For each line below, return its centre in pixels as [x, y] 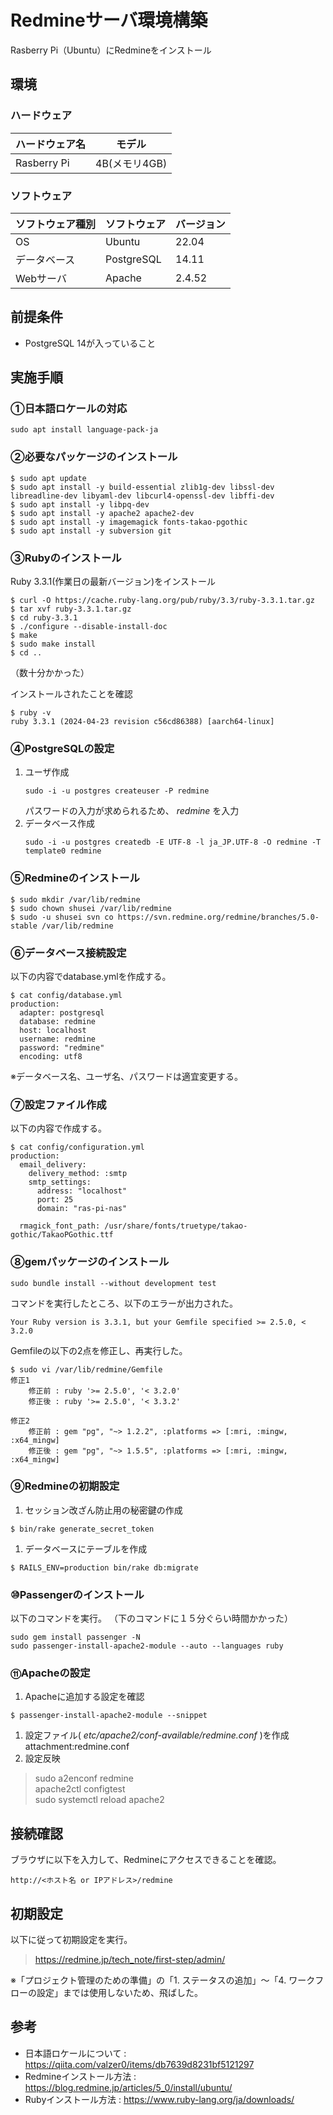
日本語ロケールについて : [75, 2053]
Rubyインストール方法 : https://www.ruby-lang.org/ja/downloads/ [159, 2099]
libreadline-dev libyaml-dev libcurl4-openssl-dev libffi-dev [142, 496]
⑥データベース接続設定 [68, 953]
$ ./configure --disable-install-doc [89, 627]
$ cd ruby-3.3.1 [44, 618]
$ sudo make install [53, 644]
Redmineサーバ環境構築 [109, 20]
